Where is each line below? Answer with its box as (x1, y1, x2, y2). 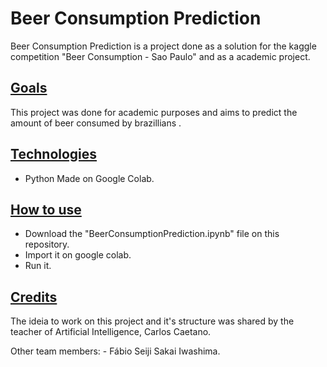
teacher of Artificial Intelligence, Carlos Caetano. (10, 326, 212, 338)
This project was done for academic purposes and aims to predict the (10, 106, 298, 118)
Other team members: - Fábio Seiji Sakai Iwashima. (10, 345, 221, 357)
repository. (24, 238, 70, 251)
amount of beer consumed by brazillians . (10, 117, 182, 129)
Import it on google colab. (24, 249, 132, 261)
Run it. (24, 260, 52, 272)
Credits (10, 288, 58, 306)
